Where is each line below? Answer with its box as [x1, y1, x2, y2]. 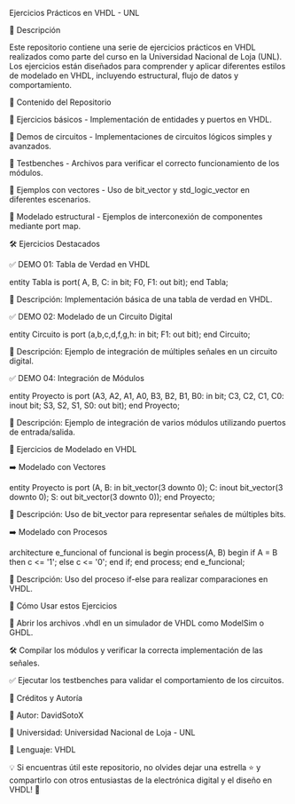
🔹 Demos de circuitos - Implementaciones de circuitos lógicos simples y [9, 131, 273, 141]
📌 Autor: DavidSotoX [9, 710, 84, 720]
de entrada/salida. [9, 426, 75, 437]
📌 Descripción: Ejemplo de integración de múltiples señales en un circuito [9, 346, 277, 356]
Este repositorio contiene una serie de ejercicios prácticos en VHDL [9, 42, 256, 52]
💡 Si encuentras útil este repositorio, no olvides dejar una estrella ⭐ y [9, 762, 261, 772]
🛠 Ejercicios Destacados [9, 239, 100, 249]
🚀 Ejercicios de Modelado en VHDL [9, 444, 137, 454]
